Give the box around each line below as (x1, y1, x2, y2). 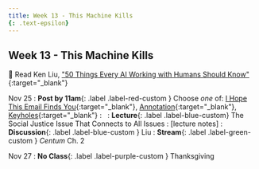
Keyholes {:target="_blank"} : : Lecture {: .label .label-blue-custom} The (8, 111, 245, 120)
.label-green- (207, 128, 252, 137)
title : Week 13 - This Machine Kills (8, 11, 133, 20)
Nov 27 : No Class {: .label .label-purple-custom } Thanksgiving (8, 151, 215, 161)
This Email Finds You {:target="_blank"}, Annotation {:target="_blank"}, (8, 102, 237, 112)
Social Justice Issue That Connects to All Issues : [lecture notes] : (8, 119, 223, 128)
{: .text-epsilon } (8, 19, 69, 27)
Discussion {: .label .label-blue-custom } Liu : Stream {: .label (8, 128, 207, 137)
